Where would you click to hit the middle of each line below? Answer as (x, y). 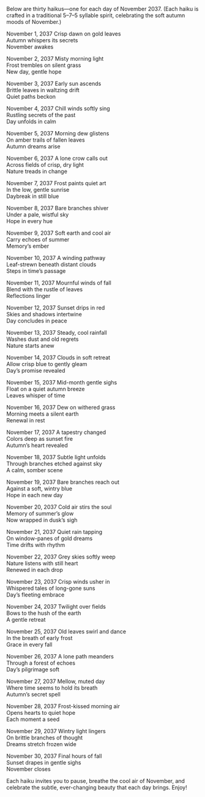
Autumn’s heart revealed (37, 445)
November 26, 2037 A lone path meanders (60, 656)
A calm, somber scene (35, 470)
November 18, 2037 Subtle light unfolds (56, 457)
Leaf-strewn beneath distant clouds (51, 264)
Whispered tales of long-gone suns (51, 588)
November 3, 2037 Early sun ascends (54, 83)
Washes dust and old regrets (43, 339)
